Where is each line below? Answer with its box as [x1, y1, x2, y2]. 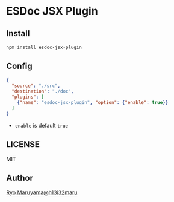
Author [6, 173, 33, 183]
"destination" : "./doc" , [11, 88, 74, 94]
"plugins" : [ [11, 94, 45, 100]
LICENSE [6, 139, 40, 149]
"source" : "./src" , [11, 83, 61, 89]
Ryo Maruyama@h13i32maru [6, 189, 78, 196]
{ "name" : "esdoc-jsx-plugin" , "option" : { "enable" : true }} [17, 100, 169, 106]
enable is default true [14, 122, 68, 129]
